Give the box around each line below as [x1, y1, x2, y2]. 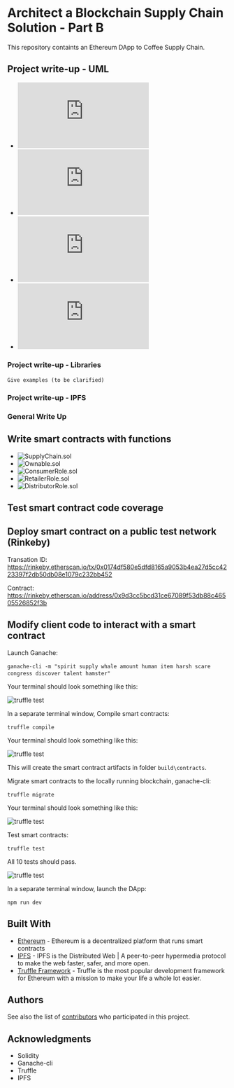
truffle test [7, 845, 45, 852]
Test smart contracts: [7, 830, 68, 839]
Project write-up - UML [7, 63, 110, 75]
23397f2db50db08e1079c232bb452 [7, 570, 112, 579]
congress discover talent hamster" [7, 670, 111, 677]
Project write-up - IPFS [7, 392, 87, 402]
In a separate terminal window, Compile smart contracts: [7, 709, 170, 717]
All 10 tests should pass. [7, 857, 77, 866]
